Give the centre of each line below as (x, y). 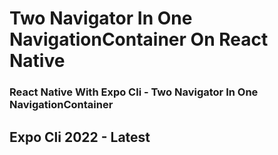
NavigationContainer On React (139, 39)
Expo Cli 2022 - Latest (80, 137)
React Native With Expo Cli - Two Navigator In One (134, 92)
